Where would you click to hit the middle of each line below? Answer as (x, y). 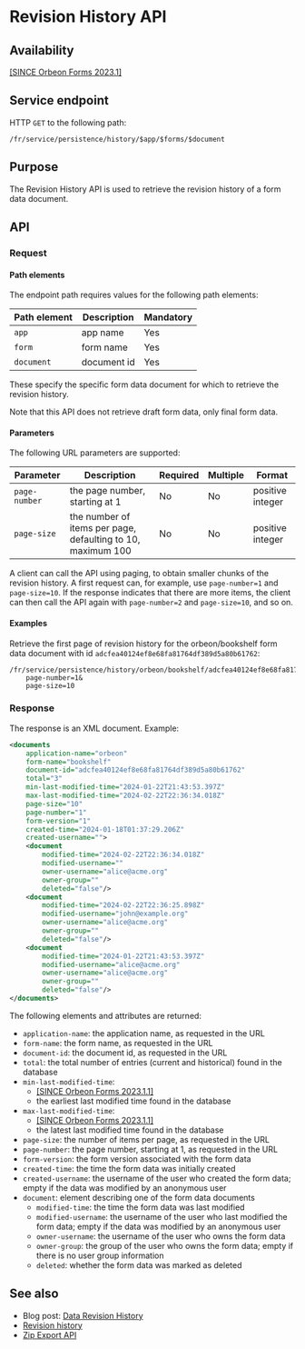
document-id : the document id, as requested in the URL (125, 1053)
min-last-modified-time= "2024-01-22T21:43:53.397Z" (125, 787)
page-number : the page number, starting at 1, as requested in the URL (150, 1149)
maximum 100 (100, 551)
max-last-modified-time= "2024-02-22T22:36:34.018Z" (125, 796)
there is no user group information (100, 1255)
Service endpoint (59, 100)
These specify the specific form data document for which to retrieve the (144, 385)
